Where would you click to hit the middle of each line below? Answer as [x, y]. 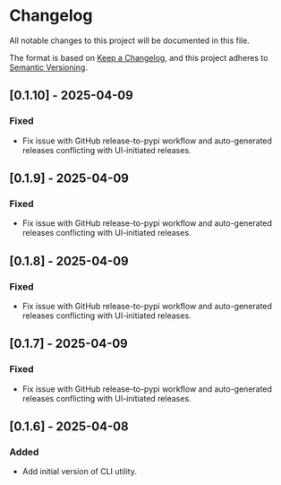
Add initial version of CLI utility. [79, 472]
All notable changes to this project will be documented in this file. [130, 40]
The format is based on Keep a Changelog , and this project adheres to [139, 57]
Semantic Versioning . [48, 67]
